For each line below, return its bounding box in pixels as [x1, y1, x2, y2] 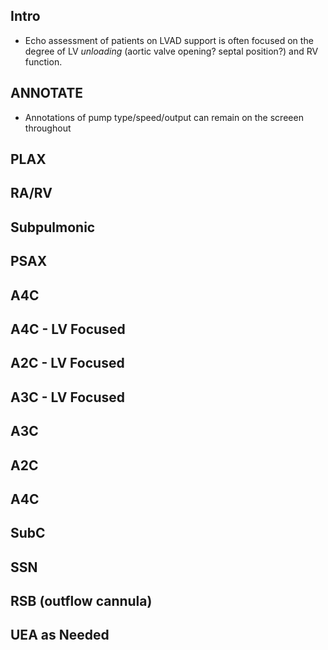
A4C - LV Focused [10, 320, 126, 338]
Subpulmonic [10, 219, 96, 236]
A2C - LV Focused [10, 355, 125, 372]
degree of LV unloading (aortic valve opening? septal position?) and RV [24, 45, 319, 57]
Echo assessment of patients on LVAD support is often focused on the [24, 34, 314, 46]
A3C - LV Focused [10, 389, 125, 406]
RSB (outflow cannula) [10, 593, 153, 610]
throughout [24, 122, 72, 134]
